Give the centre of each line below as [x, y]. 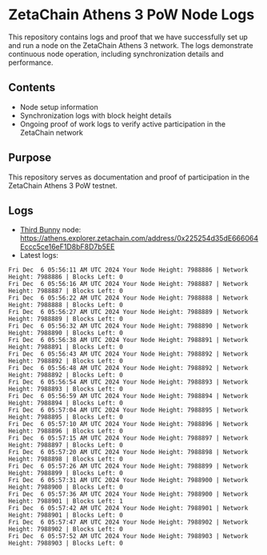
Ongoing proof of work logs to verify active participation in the [123, 124]
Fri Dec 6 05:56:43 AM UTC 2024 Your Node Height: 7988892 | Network [128, 354]
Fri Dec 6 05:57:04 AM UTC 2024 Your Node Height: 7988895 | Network [128, 410]
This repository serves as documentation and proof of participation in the [129, 177]
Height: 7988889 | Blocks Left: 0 [66, 319]
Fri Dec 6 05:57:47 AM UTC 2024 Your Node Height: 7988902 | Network [128, 522]
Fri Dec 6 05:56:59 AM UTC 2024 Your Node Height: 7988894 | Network [128, 396]
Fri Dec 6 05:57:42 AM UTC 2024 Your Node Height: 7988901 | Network [128, 509]
